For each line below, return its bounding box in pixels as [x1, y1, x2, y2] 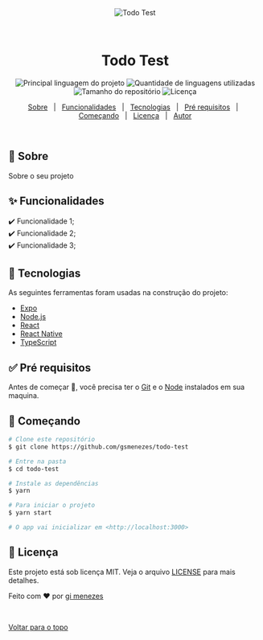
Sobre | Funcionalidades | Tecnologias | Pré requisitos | [27, 102, 239, 112]
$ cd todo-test [8, 465, 60, 473]
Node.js [19, 312, 47, 322]
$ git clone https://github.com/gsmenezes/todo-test [8, 442, 189, 451]
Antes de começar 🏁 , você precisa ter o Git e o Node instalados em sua [8, 382, 245, 392]
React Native [19, 329, 63, 338]
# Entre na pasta [8, 457, 67, 466]
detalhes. [8, 575, 39, 585]
